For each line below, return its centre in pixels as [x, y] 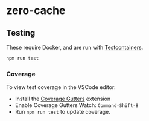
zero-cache [36, 11]
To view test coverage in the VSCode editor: [61, 87]
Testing [21, 33]
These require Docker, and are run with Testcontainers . [75, 47]
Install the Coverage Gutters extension [62, 99]
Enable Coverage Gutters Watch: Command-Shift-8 [77, 105]
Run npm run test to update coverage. [62, 112]
